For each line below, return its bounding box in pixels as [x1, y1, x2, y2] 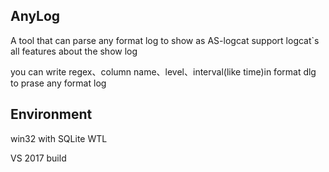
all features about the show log [10, 45, 138, 57]
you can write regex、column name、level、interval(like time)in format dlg [10, 65, 317, 78]
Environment [10, 106, 93, 123]
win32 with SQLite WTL [10, 132, 108, 144]
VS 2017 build [10, 152, 67, 164]
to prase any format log [10, 77, 107, 89]
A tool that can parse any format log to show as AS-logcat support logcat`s [10, 34, 320, 46]
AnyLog [10, 8, 61, 25]
